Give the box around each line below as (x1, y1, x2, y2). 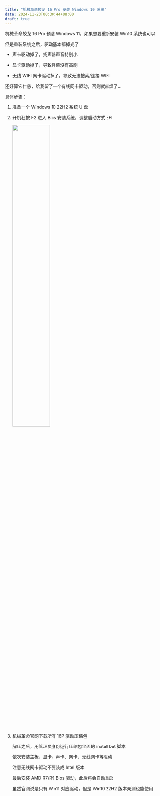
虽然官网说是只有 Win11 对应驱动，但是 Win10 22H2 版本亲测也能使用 (12, 786, 154, 792)
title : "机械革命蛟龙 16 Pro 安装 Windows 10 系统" (5, 7, 107, 12)
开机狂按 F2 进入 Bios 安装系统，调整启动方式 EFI (12, 115, 113, 121)
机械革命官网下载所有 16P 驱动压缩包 (12, 733, 88, 739)
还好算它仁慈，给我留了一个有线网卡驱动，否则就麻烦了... (5, 83, 122, 89)
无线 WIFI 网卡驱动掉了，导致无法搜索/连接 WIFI (12, 73, 110, 79)
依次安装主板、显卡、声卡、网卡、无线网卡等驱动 (12, 754, 112, 760)
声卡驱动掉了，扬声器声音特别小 (12, 51, 78, 57)
